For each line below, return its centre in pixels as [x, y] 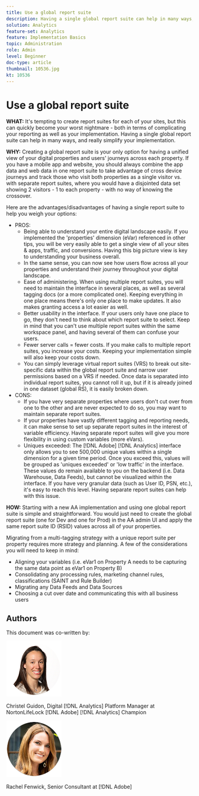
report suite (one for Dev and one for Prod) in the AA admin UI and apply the [99, 520]
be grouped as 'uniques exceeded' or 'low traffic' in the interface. [104, 465]
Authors [22, 618]
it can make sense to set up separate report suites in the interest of [105, 427]
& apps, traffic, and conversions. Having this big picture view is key [105, 250]
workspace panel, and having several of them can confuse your [101, 333]
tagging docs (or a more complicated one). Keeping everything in [103, 295]
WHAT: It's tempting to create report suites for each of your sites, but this [96, 122]
